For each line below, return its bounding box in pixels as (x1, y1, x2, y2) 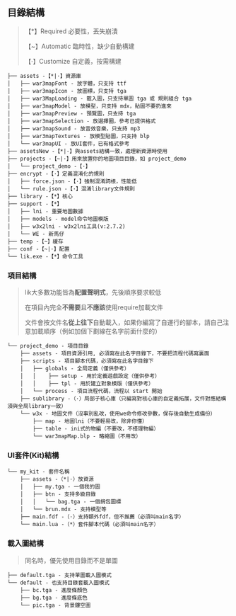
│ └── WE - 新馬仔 (7, 230, 65, 237)
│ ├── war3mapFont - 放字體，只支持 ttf (7, 80, 127, 87)
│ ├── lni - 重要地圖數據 (7, 207, 83, 215)
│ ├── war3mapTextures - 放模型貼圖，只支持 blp (7, 132, 150, 139)
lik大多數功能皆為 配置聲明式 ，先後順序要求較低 (24, 288, 162, 297)
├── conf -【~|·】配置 (7, 245, 70, 253)
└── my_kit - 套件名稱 (7, 468, 70, 476)
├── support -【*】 (7, 200, 63, 207)
